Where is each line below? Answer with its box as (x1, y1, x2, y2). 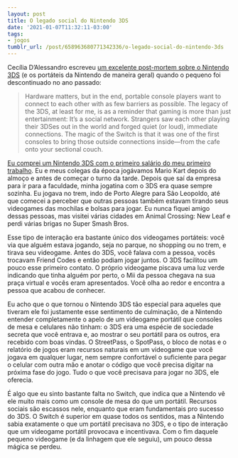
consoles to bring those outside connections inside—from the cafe (24, 137, 220, 146)
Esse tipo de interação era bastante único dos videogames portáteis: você (7, 233, 225, 241)
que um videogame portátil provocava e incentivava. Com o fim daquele (7, 427, 219, 435)
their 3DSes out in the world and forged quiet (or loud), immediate (24, 123, 218, 130)
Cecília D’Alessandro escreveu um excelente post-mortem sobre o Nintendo (7, 63, 229, 71)
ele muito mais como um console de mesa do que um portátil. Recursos (7, 397, 217, 405)
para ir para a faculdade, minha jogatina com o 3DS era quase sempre (7, 182, 213, 189)
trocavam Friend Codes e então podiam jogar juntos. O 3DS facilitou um (7, 256, 218, 264)
